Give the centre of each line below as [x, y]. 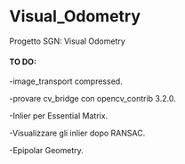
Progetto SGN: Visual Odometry [68, 41]
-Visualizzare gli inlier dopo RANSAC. [77, 133]
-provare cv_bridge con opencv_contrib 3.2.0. [92, 99]
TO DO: [23, 61]
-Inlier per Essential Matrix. [59, 116]
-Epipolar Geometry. [47, 151]
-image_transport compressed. [66, 81]
